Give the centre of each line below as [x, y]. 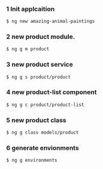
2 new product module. [41, 37]
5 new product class [37, 120]
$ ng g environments [32, 161]
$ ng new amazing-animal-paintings [51, 22]
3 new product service [40, 65]
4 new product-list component [51, 92]
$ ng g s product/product [38, 77]
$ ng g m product [28, 49]
